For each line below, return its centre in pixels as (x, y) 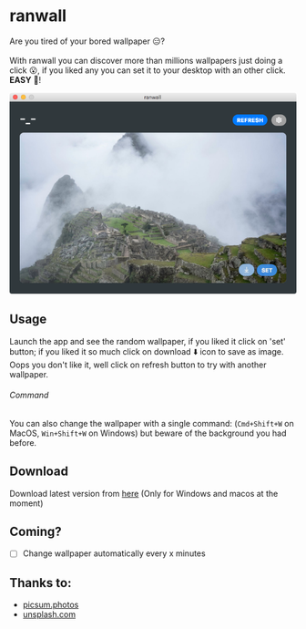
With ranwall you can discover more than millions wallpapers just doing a (146, 60)
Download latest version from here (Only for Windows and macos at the (144, 493)
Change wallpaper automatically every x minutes (114, 553)
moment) (26, 503)
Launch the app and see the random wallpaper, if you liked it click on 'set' (148, 341)
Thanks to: (41, 583)
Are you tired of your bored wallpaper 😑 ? (87, 41)
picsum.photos (51, 605)
